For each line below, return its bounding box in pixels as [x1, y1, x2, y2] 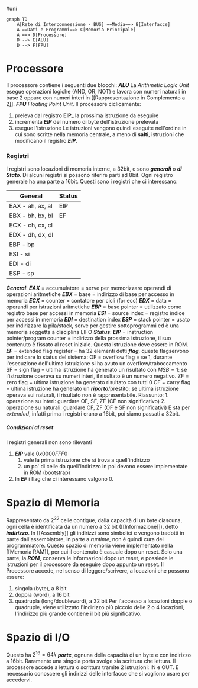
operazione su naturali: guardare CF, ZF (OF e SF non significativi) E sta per [6, 404, 190, 411]
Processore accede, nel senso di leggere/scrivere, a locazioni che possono [6, 567, 189, 574]
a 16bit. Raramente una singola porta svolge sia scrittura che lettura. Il [6, 657, 176, 665]
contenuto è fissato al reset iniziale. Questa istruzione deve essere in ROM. [6, 341, 189, 348]
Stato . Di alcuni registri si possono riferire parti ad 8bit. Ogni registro [6, 172, 173, 179]
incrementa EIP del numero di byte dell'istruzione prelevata [14, 118, 159, 125]
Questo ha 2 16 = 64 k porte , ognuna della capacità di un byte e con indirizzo [6, 650, 191, 658]
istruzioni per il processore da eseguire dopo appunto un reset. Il [6, 561, 164, 568]
